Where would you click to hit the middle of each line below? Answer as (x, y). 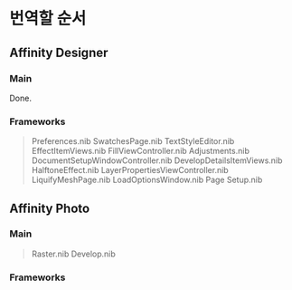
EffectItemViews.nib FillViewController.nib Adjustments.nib (141, 151)
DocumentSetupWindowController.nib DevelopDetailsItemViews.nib (157, 160)
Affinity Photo (50, 208)
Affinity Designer (59, 52)
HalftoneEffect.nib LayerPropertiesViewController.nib (130, 170)
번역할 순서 (48, 19)
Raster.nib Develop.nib (73, 254)
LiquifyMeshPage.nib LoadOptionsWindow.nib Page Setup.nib (147, 180)
